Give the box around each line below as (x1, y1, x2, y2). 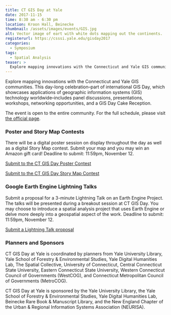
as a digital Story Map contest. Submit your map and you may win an (5, 145, 149, 151)
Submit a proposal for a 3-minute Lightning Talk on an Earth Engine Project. (5, 195, 164, 201)
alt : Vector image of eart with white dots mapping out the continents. (5, 31, 163, 36)
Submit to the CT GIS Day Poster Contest (5, 160, 92, 166)
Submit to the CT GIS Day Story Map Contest (5, 171, 100, 177)
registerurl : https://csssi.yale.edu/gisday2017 (5, 36, 110, 41)
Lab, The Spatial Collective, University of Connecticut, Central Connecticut (5, 261, 162, 268)
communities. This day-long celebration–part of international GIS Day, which (5, 84, 165, 90)
